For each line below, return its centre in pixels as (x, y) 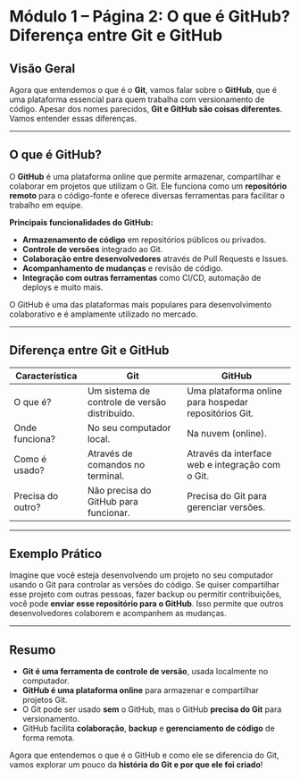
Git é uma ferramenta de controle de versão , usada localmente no (145, 672)
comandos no (117, 464)
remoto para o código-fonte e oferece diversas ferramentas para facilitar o (147, 195)
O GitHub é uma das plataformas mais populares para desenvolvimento (141, 304)
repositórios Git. (221, 413)
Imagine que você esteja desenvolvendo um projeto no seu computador (142, 575)
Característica (46, 376)
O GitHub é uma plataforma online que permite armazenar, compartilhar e (145, 176)
